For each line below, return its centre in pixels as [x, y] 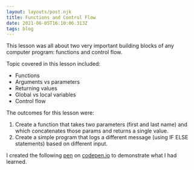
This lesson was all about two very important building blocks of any [90, 46]
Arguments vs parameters [47, 82]
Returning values [36, 89]
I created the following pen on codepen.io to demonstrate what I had [92, 156]
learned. [17, 162]
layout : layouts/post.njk [39, 12]
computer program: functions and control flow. [64, 52]
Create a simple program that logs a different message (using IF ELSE [102, 137]
